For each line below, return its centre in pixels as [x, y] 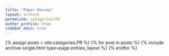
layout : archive [22, 14]
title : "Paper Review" [29, 10]
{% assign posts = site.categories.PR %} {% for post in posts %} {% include [85, 42]
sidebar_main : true [26, 28]
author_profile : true [28, 24]
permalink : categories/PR [32, 19]
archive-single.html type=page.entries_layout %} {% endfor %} [71, 48]
